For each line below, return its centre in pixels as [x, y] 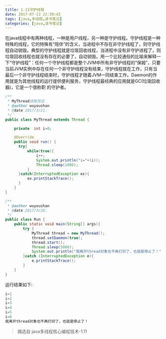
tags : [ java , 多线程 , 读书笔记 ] [34, 19]
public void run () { [35, 142]
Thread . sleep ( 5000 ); [53, 247]
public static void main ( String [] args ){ [57, 224]
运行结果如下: [19, 284]
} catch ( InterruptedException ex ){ [54, 174]
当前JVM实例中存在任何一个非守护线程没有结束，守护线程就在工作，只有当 [81, 69]
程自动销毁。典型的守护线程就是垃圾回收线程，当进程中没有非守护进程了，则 [83, 50]
